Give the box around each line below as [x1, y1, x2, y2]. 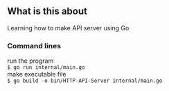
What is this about [7, 6, 88, 17]
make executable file [7, 70, 66, 79]
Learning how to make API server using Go [7, 23, 130, 32]
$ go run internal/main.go [7, 64, 85, 71]
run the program [7, 57, 54, 65]
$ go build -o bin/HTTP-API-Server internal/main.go [7, 77, 163, 85]
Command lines [7, 41, 61, 50]
